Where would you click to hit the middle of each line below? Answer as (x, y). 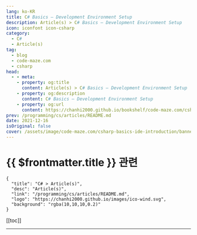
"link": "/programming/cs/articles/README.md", (71, 194)
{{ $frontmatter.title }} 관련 (72, 163)
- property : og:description (51, 93)
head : (13, 72)
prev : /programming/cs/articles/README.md (59, 115)
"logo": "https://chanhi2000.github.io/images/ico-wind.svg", (89, 199)
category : (18, 33)
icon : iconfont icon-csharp (40, 28)
